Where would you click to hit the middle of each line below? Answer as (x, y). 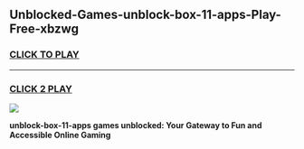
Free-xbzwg (44, 29)
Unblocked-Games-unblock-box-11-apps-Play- (146, 15)
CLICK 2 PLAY (41, 88)
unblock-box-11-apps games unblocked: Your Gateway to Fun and (136, 125)
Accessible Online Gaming (60, 135)
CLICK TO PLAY (44, 55)
